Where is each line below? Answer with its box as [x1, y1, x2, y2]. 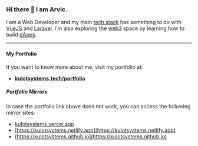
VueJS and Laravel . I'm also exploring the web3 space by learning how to [6, 25, 184, 32]
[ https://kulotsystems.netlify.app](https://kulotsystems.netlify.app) [14, 127, 176, 134]
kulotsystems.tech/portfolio [14, 75, 85, 82]
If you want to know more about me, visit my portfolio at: [6, 63, 143, 70]
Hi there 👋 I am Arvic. [6, 5, 68, 14]
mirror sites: [6, 109, 35, 117]
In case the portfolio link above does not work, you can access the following [6, 103, 191, 110]
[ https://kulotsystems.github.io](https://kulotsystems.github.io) [14, 133, 167, 140]
